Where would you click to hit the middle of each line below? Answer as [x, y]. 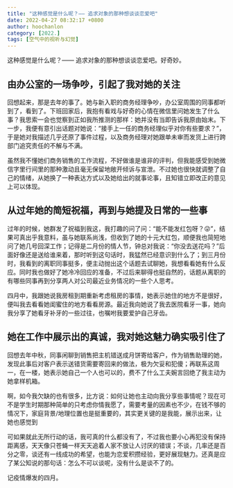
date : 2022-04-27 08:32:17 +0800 [55, 20]
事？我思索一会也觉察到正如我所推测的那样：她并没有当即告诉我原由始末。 [113, 120]
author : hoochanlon [35, 26]
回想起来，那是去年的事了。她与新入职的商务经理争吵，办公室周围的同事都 [113, 102]
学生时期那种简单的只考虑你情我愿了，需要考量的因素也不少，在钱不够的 [122, 405]
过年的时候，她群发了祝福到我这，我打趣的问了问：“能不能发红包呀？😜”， [113, 228]
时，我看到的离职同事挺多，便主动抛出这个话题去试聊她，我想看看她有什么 [113, 263]
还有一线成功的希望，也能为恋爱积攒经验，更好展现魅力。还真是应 [131, 454]
